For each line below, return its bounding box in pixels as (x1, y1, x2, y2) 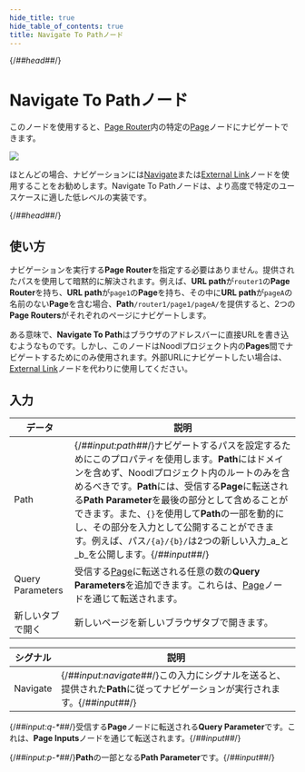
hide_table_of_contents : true (9, 22, 124, 31)
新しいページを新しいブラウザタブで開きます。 (74, 616, 274, 628)
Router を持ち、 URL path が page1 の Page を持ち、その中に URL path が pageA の (9, 287, 293, 298)
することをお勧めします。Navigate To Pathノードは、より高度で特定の (16, 181, 280, 192)
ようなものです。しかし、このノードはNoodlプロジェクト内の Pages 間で (16, 341, 286, 351)
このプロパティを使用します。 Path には (92, 452, 257, 465)
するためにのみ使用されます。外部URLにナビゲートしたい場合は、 (40, 351, 287, 363)
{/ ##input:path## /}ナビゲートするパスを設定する (74, 439, 282, 451)
